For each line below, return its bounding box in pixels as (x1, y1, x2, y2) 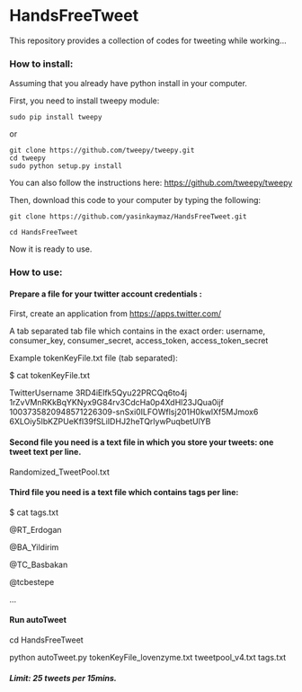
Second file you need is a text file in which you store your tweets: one (9, 437, 274, 448)
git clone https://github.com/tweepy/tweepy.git (9, 146, 195, 155)
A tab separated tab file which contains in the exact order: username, (9, 325, 266, 337)
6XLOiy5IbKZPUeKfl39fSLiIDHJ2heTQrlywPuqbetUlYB (9, 416, 211, 427)
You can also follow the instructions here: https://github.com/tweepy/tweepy (9, 177, 293, 189)
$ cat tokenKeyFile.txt (9, 370, 91, 381)
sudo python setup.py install (9, 162, 123, 171)
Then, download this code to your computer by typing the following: (9, 195, 262, 206)
